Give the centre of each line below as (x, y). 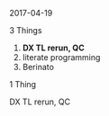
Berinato (38, 67)
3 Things (26, 30)
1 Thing (23, 84)
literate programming (61, 57)
